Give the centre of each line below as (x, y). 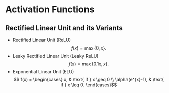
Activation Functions (50, 9)
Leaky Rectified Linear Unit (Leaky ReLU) (55, 56)
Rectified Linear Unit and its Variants (64, 28)
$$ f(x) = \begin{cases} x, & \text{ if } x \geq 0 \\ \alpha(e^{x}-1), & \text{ (89, 80)
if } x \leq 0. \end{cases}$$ (89, 85)
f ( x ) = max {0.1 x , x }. (89, 64)
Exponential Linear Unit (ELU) (43, 72)
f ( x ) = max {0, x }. (89, 48)
